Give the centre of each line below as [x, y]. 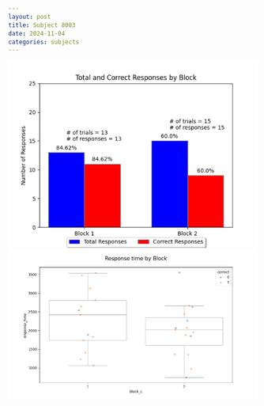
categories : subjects [44, 42]
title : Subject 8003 [42, 25]
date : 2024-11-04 [37, 33]
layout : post [30, 17]
